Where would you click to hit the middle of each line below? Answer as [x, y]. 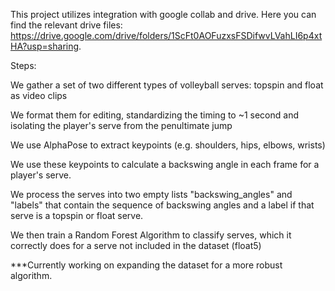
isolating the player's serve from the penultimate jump [121, 125]
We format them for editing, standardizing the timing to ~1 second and [155, 115]
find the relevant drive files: [66, 25]
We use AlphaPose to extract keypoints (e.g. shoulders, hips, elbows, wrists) [168, 145]
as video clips [39, 95]
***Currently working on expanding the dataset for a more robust [146, 265]
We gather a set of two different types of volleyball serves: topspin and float [167, 85]
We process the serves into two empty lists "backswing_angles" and [151, 194]
